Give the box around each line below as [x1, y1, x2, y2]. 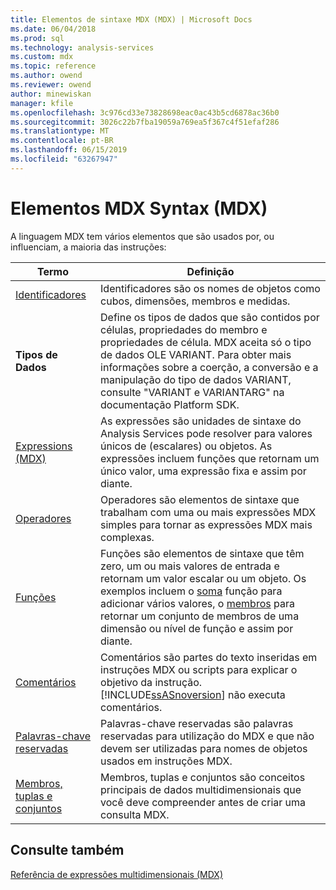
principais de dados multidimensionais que [100, 782, 302, 796]
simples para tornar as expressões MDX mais [100, 517, 313, 531]
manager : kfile [10, 98, 74, 108]
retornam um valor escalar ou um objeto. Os [100, 571, 307, 585]
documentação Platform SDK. [100, 397, 240, 411]
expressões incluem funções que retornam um [100, 451, 320, 465]
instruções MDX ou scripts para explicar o [100, 662, 298, 676]
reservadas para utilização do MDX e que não [100, 729, 315, 743]
